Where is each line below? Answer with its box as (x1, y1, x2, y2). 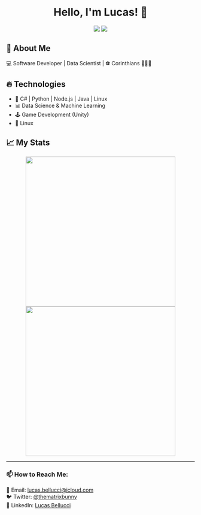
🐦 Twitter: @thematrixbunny (6, 493, 78, 500)
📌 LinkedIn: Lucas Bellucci (6, 501, 71, 508)
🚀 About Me (6, 43, 51, 53)
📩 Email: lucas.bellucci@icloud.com (6, 486, 94, 493)
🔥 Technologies (6, 79, 66, 89)
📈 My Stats (6, 137, 50, 147)
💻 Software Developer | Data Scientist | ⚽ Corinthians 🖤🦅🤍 (6, 59, 152, 66)
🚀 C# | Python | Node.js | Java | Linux (14, 95, 108, 102)
